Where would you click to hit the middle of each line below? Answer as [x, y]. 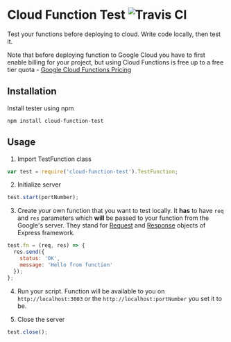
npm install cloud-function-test [55, 121]
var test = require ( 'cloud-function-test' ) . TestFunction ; [93, 171]
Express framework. [46, 233]
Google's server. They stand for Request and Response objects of [111, 225]
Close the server [41, 319]
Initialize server [39, 185]
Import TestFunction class [54, 159]
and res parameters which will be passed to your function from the [113, 218]
